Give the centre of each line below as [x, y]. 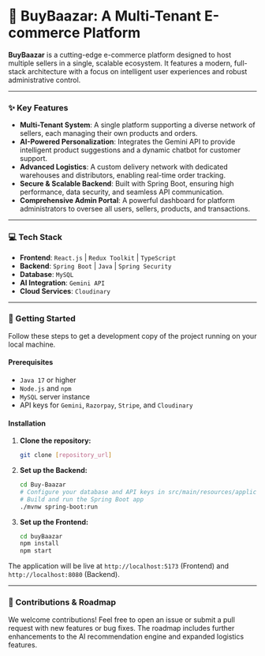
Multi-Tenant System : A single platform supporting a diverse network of [137, 125]
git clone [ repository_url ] [65, 455]
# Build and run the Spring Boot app [82, 499]
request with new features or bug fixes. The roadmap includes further [121, 628]
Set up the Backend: [54, 470]
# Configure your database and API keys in [92, 492]
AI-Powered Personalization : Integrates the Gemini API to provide [127, 142]
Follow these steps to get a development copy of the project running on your [132, 335]
